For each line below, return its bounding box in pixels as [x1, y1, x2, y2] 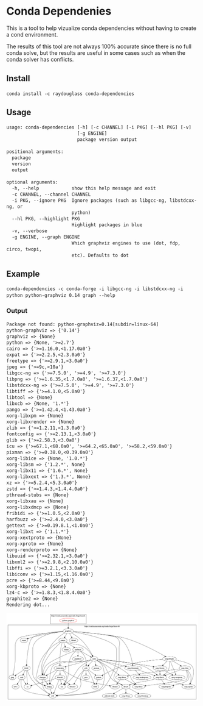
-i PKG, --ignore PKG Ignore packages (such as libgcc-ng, [12, 197, 167, 204]
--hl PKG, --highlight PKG [12, 215, 80, 222]
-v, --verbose [12, 227, 47, 234]
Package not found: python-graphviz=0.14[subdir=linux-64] [6, 321, 159, 327]
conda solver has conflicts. [6, 55, 74, 63]
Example [6, 268, 40, 279]
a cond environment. [6, 30, 58, 38]
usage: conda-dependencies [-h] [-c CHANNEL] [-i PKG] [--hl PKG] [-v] [6, 124, 191, 130]
